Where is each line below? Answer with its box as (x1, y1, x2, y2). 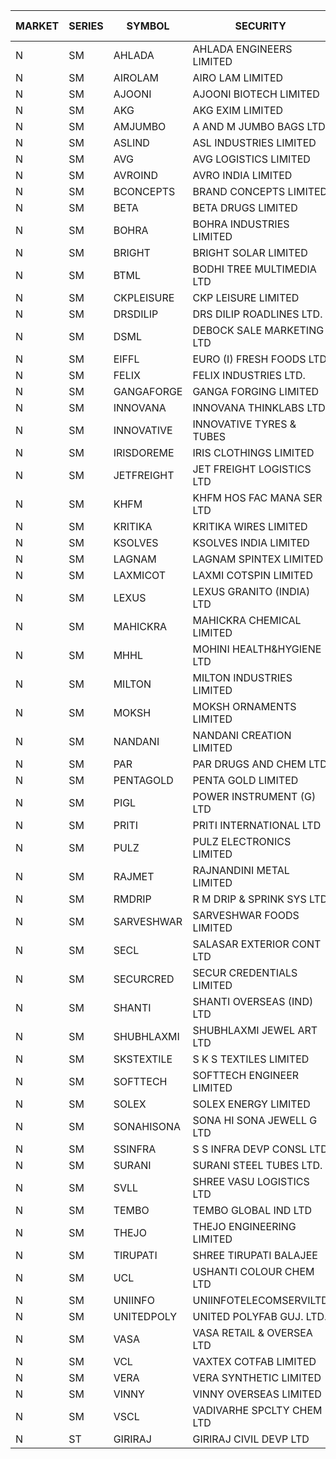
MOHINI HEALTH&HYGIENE (192, 642, 322, 656)
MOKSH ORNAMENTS (192, 700, 297, 713)
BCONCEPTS (113, 185, 176, 198)
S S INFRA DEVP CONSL (192, 1142, 308, 1156)
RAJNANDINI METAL (192, 864, 290, 877)
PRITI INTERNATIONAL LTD (192, 819, 322, 832)
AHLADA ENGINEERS (192, 42, 293, 56)
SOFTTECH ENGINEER (192, 1069, 300, 1082)
